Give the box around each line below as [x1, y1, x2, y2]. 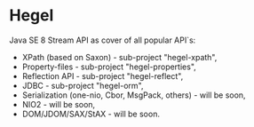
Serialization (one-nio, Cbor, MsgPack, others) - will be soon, [21, 90, 246, 100]
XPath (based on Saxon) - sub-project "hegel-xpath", [21, 52, 218, 62]
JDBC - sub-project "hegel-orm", [21, 80, 144, 91]
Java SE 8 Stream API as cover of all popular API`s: [9, 35, 196, 45]
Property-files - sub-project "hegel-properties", [21, 61, 197, 72]
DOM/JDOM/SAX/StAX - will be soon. [21, 108, 160, 119]
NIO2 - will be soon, [21, 99, 96, 109]
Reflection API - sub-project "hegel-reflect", [21, 70, 184, 81]
